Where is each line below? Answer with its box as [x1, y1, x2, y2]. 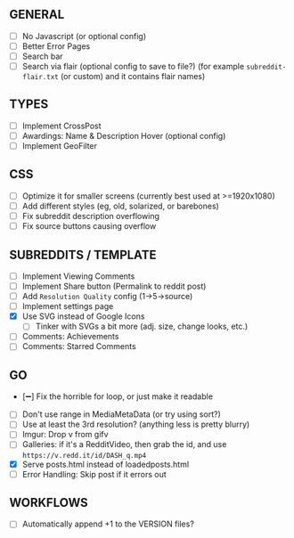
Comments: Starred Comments [21, 341, 136, 352]
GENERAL [9, 7, 65, 22]
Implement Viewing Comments [21, 271, 135, 281]
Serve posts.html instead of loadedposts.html [21, 459, 190, 469]
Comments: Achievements [21, 331, 119, 342]
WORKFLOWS [9, 495, 89, 510]
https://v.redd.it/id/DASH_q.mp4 [21, 451, 147, 460]
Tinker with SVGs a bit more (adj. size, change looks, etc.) [35, 321, 249, 332]
